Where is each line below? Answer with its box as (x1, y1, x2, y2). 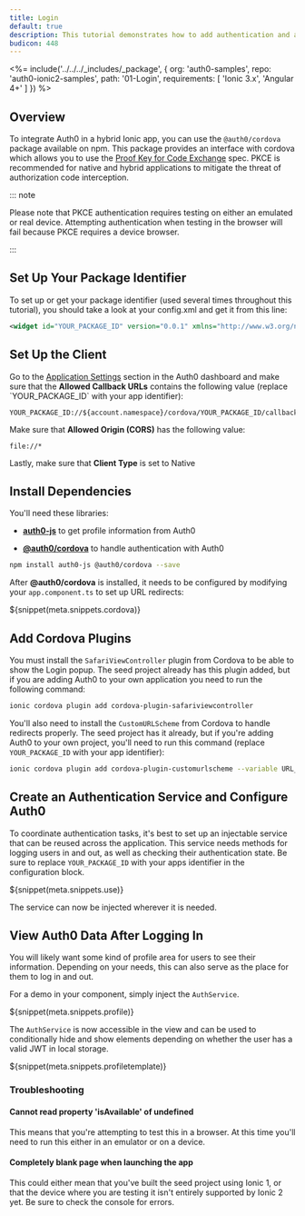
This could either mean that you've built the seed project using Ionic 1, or (9, 1177, 281, 1188)
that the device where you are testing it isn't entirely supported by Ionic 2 (9, 1187, 283, 1198)
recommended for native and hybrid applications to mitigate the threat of (9, 163, 281, 174)
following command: (9, 683, 86, 695)
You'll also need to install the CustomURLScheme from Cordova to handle (9, 717, 271, 728)
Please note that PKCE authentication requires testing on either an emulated (9, 207, 293, 218)
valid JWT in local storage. (9, 1043, 109, 1054)
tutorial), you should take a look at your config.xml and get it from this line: (9, 304, 288, 314)
